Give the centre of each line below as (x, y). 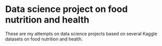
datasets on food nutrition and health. (44, 39)
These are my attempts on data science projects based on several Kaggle (81, 33)
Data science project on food (66, 9)
